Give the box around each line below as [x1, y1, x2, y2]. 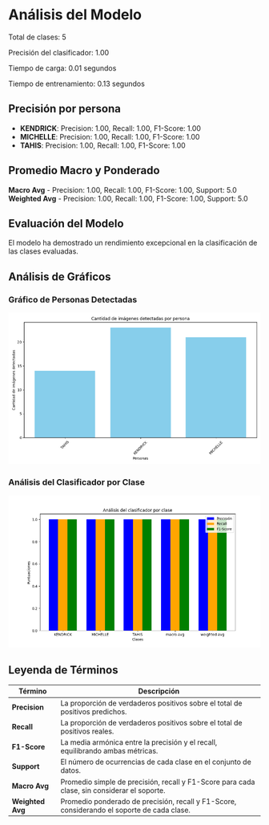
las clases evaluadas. [8, 246, 78, 256]
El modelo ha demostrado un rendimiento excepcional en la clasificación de [8, 238, 258, 248]
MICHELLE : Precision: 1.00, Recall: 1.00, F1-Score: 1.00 [19, 132, 200, 141]
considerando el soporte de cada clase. [60, 805, 191, 815]
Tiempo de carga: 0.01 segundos [8, 63, 117, 73]
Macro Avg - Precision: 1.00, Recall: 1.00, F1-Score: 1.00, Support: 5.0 [8, 185, 238, 194]
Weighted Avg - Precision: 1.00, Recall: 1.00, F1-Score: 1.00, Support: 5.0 [8, 193, 248, 203]
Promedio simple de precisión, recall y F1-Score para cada [60, 777, 255, 786]
